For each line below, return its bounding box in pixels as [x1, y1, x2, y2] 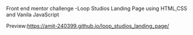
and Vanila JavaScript [6, 11, 59, 18]
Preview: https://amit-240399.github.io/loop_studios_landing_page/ [6, 23, 169, 29]
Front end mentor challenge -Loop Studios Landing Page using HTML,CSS [6, 5, 188, 12]
